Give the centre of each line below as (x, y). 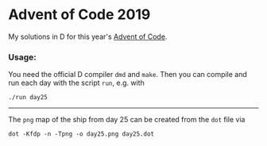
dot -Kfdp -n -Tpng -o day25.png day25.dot (81, 134)
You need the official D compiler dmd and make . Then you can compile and (128, 75)
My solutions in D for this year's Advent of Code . (88, 36)
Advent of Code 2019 (79, 15)
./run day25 (28, 98)
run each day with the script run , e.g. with (76, 83)
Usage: (23, 57)
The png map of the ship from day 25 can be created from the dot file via (127, 120)
